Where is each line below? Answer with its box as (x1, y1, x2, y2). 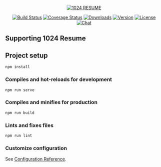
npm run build (5, 110, 35, 115)
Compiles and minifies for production (5, 99, 97, 106)
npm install (5, 64, 30, 69)
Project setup (5, 51, 48, 59)
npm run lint (5, 133, 32, 138)
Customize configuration (5, 145, 67, 152)
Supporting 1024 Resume (5, 34, 86, 42)
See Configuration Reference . (5, 156, 66, 162)
